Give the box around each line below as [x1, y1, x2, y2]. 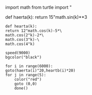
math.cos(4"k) [5, 41, 35, 46]
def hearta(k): [5, 24, 37, 29]
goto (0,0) [14, 81, 37, 86]
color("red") [14, 77, 42, 82]
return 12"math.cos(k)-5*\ [5, 28, 62, 33]
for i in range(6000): [5, 64, 53, 69]
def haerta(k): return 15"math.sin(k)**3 [5, 14, 87, 20]
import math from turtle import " [5, 5, 72, 10]
